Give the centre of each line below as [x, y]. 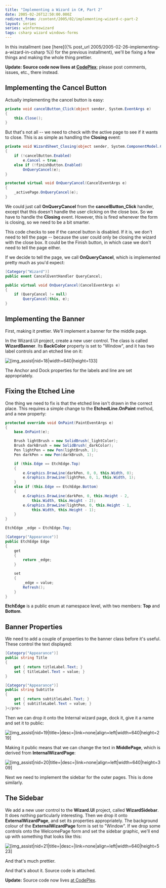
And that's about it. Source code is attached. [51, 870]
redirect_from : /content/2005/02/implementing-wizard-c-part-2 [72, 19]
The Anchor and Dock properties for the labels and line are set [69, 370]
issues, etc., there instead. [32, 72]
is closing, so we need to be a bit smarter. [48, 222]
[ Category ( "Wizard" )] [27, 271]
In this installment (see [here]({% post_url [47, 47]
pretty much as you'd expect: [35, 262]
